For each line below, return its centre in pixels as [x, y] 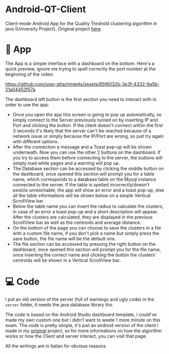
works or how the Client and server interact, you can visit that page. [76, 336]
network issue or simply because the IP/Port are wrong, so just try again [88, 136]
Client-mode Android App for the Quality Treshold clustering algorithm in [81, 23]
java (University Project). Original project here [53, 28]
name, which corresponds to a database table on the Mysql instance [84, 179]
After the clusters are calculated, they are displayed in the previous [83, 217]
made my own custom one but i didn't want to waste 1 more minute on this [83, 320]
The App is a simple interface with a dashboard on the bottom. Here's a [80, 63]
